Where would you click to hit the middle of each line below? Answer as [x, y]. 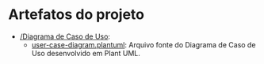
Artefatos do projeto [77, 15]
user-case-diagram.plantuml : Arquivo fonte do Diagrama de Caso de [143, 44]
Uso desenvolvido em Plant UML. [86, 53]
